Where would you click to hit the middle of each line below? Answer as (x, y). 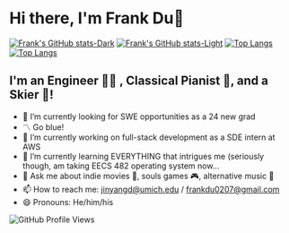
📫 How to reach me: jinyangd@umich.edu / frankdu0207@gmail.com (151, 189)
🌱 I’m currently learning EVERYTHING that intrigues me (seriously (143, 156)
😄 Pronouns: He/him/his (68, 202)
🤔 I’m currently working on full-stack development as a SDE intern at (149, 137)
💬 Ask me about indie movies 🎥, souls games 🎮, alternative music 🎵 (148, 176)
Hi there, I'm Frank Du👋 (97, 18)
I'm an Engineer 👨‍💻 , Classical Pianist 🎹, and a (139, 81)
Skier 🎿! (31, 95)
